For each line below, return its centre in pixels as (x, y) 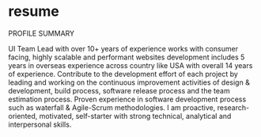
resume (34, 11)
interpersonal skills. (40, 124)
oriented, (23, 116)
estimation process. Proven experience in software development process (127, 99)
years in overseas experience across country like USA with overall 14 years (130, 65)
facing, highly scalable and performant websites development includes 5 (127, 57)
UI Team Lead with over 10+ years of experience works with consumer (123, 48)
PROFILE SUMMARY (42, 33)
